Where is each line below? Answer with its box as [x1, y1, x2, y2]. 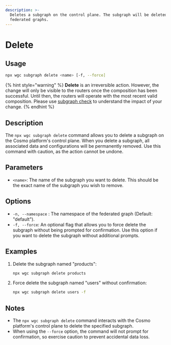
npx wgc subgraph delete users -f [12, 290, 86, 295]
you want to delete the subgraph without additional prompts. [12, 232, 140, 238]
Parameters [5, 163, 43, 172]
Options [5, 197, 32, 206]
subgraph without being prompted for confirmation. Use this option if [12, 227, 158, 233]
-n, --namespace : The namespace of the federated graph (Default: [12, 211, 153, 217]
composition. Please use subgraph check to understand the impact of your [5, 98, 162, 105]
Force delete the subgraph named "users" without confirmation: [12, 280, 147, 286]
